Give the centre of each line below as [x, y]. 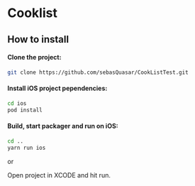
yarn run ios [27, 148]
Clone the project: [34, 58]
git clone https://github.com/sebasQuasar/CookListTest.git [98, 72]
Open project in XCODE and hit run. [59, 175]
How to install [38, 39]
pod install [25, 110]
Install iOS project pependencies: [57, 88]
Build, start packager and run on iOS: [63, 126]
